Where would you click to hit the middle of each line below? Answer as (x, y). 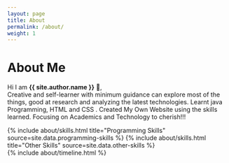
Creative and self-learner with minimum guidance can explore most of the (114, 94)
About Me (36, 68)
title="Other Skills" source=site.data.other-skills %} (81, 146)
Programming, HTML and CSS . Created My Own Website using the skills (112, 110)
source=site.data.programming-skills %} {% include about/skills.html (107, 138)
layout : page (26, 14)
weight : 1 (22, 33)
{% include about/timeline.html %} (57, 153)
